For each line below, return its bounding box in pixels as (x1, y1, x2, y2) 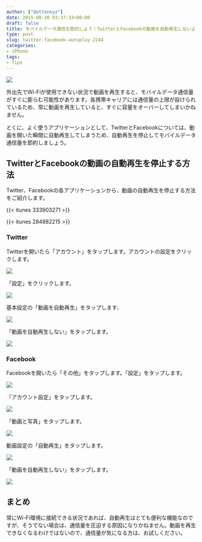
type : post (6, 31, 34, 38)
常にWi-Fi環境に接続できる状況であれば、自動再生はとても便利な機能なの (6, 514, 188, 521)
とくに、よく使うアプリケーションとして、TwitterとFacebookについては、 (6, 123, 190, 131)
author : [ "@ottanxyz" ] (6, 8, 63, 15)
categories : (6, 43, 36, 49)
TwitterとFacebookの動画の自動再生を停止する (6, 158, 183, 168)
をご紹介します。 (6, 194, 48, 201)
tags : (6, 54, 20, 60)
